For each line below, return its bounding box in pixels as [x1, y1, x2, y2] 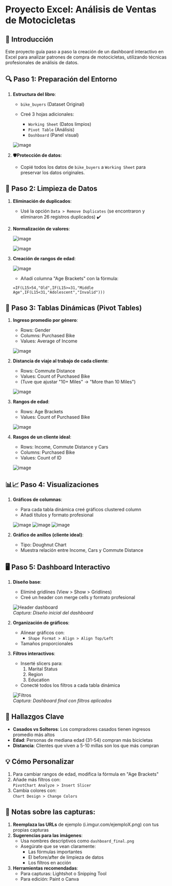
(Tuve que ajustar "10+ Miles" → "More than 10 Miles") [20, 379, 136, 385]
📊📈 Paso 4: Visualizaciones [5, 480, 99, 489]
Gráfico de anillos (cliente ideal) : [12, 532, 84, 538]
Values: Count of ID [20, 455, 62, 461]
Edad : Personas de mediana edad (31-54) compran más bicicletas [12, 737, 153, 743]
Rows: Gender [20, 327, 51, 333]
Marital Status [28, 666, 58, 672]
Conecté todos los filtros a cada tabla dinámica [20, 682, 121, 688]
